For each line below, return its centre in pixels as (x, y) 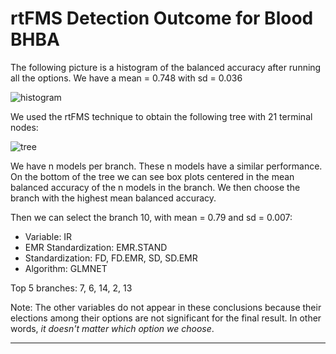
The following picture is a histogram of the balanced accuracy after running (166, 67)
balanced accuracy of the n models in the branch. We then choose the (155, 187)
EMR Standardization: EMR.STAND (96, 247)
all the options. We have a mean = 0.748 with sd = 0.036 (126, 78)
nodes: (24, 127)
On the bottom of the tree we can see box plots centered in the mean (152, 176)
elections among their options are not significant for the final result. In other (166, 318)
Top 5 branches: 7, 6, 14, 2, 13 (71, 288)
